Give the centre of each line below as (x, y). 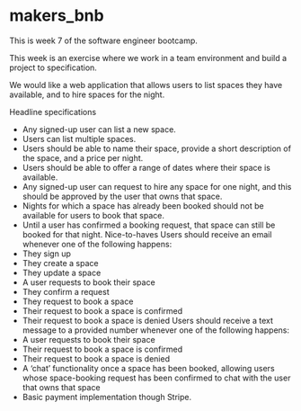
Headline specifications (53, 112)
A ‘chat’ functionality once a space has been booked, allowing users (149, 368)
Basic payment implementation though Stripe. (107, 397)
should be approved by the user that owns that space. (122, 196)
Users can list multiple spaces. (79, 138)
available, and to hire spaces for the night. (87, 94)
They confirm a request (66, 291)
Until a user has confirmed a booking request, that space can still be (149, 225)
